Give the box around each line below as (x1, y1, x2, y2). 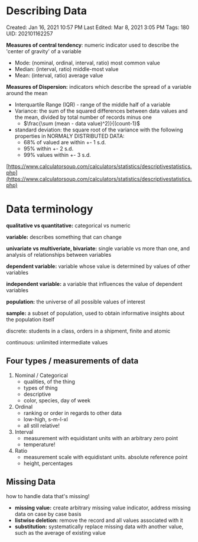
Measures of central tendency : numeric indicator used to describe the (6, 41, 179, 49)
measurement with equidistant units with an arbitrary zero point (23, 434, 178, 441)
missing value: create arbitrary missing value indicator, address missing (14, 504, 191, 511)
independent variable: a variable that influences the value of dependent (6, 280, 183, 288)
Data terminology (6, 202, 93, 216)
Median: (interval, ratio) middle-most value (14, 65, 119, 72)
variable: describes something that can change (6, 233, 122, 240)
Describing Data (6, 4, 87, 18)
